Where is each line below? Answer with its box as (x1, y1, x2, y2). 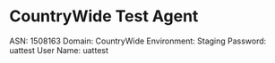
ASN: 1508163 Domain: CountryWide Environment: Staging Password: (9, 35, 267, 46)
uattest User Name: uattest (9, 44, 109, 55)
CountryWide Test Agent (9, 6, 199, 27)
